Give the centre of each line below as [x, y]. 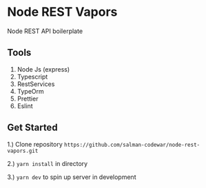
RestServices [36, 84]
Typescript [32, 76]
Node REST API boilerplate [45, 31]
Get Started [32, 128]
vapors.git [23, 151]
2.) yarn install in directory [48, 163]
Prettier [28, 98]
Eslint [25, 106]
